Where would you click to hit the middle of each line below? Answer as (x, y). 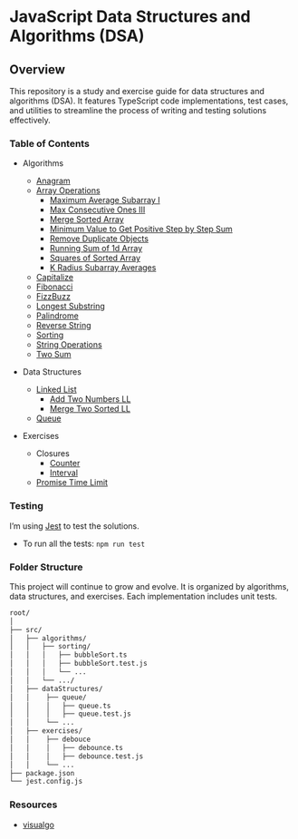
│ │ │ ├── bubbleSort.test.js (78, 664)
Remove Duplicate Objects (99, 239)
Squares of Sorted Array (95, 258)
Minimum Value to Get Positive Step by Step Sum (141, 229)
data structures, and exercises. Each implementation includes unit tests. (144, 596)
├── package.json (42, 773)
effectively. (30, 120)
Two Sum (53, 355)
